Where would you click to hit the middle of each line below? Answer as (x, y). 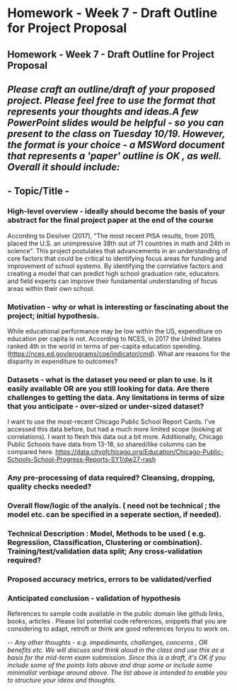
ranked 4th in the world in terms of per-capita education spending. (104, 346)
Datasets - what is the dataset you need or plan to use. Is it (110, 380)
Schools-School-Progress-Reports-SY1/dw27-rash (82, 460)
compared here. (31, 452)
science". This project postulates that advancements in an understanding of (118, 250)
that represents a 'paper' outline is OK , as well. (114, 156)
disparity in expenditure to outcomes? (63, 361)
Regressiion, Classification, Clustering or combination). (105, 543)
